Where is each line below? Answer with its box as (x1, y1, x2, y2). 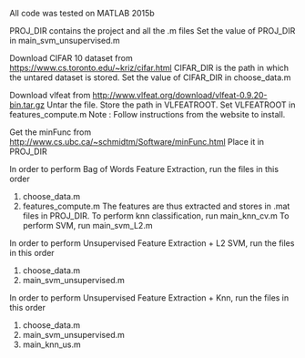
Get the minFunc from (9, 127, 92, 138)
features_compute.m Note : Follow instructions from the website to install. (9, 109, 286, 119)
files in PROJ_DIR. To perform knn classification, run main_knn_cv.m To (22, 210, 290, 221)
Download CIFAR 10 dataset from (9, 53, 134, 63)
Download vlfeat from (9, 90, 91, 100)
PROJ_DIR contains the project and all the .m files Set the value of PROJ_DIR (9, 26, 296, 36)
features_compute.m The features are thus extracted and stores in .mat (22, 200, 290, 211)
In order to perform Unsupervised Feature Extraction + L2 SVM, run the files (9, 238, 295, 249)
